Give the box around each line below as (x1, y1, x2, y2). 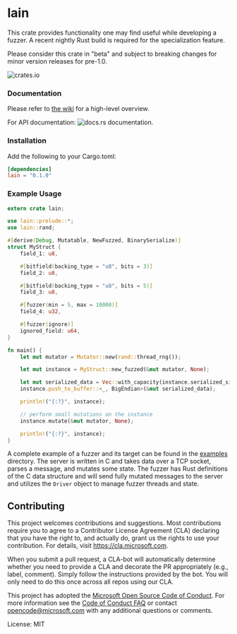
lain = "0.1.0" (7, 172, 52, 180)
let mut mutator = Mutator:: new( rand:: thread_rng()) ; (20, 353, 181, 360)
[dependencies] (7, 165, 52, 172)
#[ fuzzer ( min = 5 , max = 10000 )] (20, 302, 119, 309)
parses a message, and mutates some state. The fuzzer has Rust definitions (7, 464, 228, 473)
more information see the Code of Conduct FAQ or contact (7, 599, 178, 607)
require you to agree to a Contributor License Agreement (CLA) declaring (7, 527, 220, 535)
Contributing (7, 500, 65, 512)
